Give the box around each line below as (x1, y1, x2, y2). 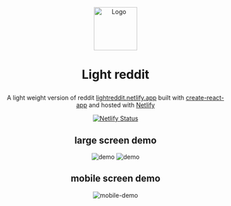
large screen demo (74, 134, 157, 146)
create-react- (185, 93, 225, 102)
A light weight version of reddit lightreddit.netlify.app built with (6, 93, 185, 102)
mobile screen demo (71, 173, 160, 185)
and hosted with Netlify (89, 101, 155, 109)
